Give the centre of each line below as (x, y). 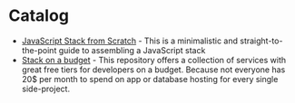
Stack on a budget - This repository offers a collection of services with (154, 60)
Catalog (39, 16)
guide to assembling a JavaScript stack (132, 50)
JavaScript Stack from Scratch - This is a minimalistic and (129, 41)
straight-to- (261, 41)
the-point (39, 50)
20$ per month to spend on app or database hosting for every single (150, 79)
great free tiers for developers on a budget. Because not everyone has (153, 70)
